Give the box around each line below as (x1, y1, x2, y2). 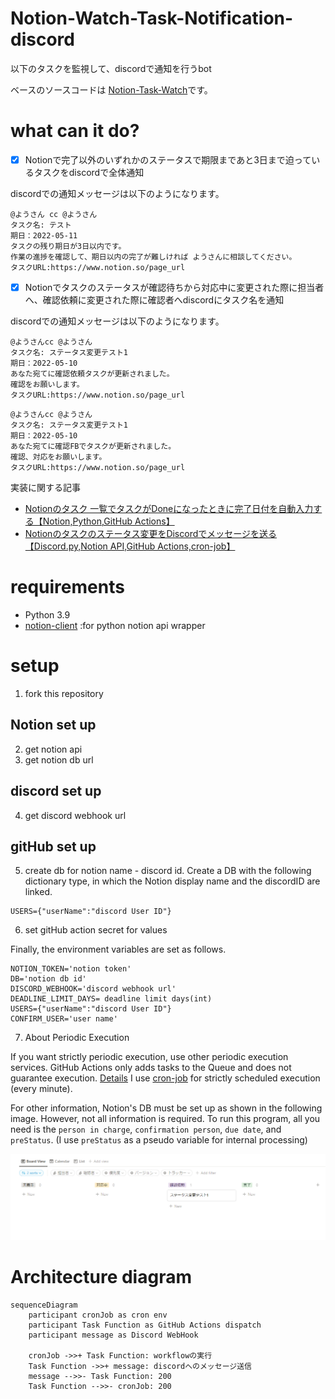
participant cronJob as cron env (28, 1310, 168, 1320)
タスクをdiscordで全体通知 (33, 166, 145, 178)
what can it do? (10, 120, 140, 142)
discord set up (10, 783, 102, 800)
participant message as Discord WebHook (28, 1330, 199, 1340)
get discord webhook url (24, 809, 127, 821)
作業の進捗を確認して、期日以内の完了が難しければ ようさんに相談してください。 (10, 252, 297, 262)
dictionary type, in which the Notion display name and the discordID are (24, 875, 321, 887)
